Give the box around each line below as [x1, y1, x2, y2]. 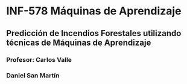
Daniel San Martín [6, 71, 60, 80]
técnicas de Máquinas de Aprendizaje [6, 37, 151, 47]
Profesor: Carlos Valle [6, 55, 72, 64]
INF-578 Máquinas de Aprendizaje [6, 4, 182, 18]
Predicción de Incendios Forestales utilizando [6, 28, 182, 38]
